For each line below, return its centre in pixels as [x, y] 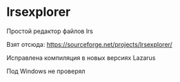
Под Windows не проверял [46, 71]
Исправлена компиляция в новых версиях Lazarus [81, 58]
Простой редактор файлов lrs [50, 31]
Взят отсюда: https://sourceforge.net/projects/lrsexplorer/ [90, 44]
